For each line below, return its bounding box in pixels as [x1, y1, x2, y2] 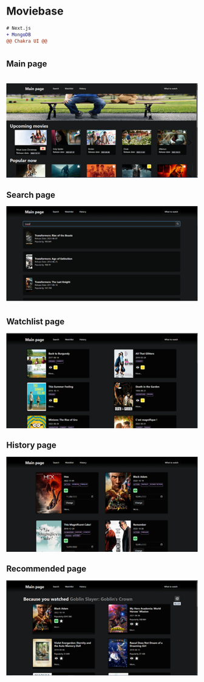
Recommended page [6, 564, 87, 574]
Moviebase [6, 4, 64, 18]
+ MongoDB [6, 32, 32, 38]
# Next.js [6, 25, 32, 31]
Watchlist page [6, 316, 65, 327]
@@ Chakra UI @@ [6, 38, 47, 44]
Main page [6, 58, 47, 69]
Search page [6, 190, 56, 200]
